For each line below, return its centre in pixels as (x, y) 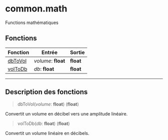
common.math (36, 9)
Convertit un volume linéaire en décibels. (47, 133)
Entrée (50, 52)
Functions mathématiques (32, 22)
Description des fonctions (46, 92)
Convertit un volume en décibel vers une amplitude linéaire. (66, 113)
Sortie (77, 52)
